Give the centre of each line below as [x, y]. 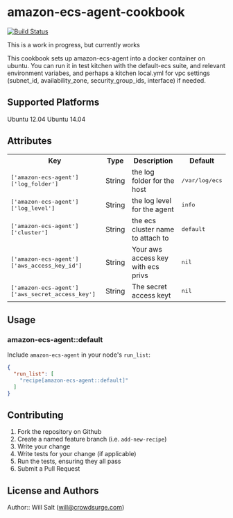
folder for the [153, 180]
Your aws [147, 249]
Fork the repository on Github [59, 432]
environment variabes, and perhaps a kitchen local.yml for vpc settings [109, 73]
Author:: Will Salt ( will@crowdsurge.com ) [66, 508]
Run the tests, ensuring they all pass [69, 461]
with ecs [145, 266]
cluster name [153, 229]
